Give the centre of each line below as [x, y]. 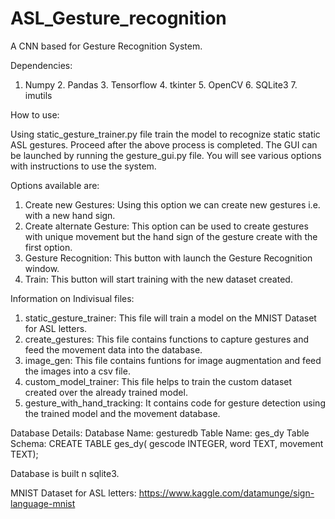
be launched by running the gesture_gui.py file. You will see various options [166, 155]
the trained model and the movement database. [122, 413]
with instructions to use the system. [83, 166]
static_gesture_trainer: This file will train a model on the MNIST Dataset [170, 318]
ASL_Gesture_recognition [118, 18]
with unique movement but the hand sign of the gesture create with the [171, 236]
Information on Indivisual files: [72, 298]
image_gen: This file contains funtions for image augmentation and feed [173, 360]
